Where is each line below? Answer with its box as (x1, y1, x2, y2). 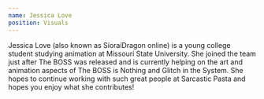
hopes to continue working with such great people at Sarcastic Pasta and (8, 74, 246, 83)
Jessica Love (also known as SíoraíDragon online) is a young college (8, 40, 231, 49)
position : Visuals (8, 19, 69, 27)
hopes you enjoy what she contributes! (8, 82, 135, 91)
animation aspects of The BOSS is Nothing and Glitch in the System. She (8, 65, 244, 75)
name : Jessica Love (8, 11, 73, 20)
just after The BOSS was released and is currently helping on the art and (8, 57, 243, 67)
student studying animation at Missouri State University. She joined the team (8, 49, 256, 58)
